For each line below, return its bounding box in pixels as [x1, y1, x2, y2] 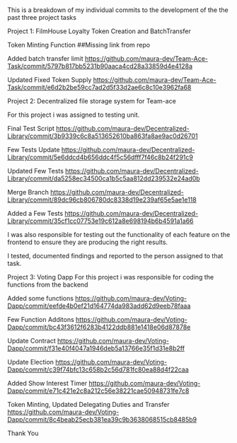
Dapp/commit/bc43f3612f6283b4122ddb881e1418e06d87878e [7, 323, 191, 331]
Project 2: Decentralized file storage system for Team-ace [7, 97, 177, 105]
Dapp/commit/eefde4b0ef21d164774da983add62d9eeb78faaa [7, 301, 191, 310]
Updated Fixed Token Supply [7, 76, 92, 84]
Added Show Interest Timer [7, 379, 88, 388]
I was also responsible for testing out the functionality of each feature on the [7, 231, 231, 239]
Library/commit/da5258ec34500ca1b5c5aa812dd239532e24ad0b [7, 174, 200, 183]
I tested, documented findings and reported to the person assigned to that [7, 252, 224, 260]
